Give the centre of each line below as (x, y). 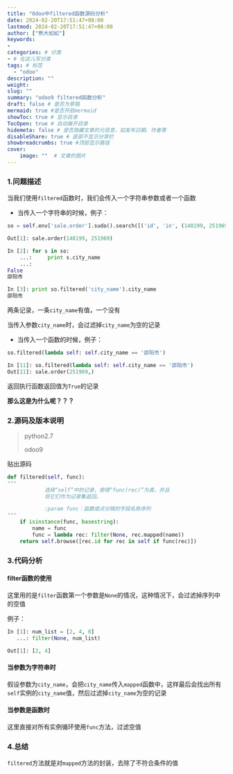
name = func (50, 529)
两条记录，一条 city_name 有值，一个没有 (64, 310)
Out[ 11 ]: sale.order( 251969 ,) (51, 372)
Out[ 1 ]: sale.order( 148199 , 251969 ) (60, 239)
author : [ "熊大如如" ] (36, 33)
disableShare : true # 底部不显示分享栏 (61, 136)
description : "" (31, 78)
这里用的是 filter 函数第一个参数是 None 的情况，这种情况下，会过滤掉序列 (111, 595)
